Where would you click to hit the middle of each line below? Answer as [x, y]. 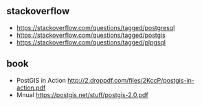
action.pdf [31, 88]
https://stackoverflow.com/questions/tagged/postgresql [96, 27]
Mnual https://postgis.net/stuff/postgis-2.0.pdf [82, 94]
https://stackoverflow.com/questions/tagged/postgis [91, 35]
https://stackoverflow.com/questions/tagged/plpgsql [91, 42]
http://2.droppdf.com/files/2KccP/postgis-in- [131, 80]
